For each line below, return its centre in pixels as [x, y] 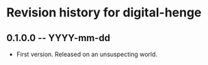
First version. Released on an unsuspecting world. [87, 54]
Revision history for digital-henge [104, 13]
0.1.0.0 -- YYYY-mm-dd [58, 38]
